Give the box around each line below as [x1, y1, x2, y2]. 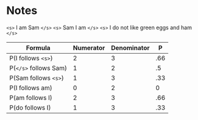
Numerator [72, 43, 105, 52]
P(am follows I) [9, 93, 53, 102]
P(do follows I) [9, 103, 51, 111]
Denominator [110, 43, 150, 52]
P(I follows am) [9, 83, 53, 92]
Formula [26, 43, 51, 52]
